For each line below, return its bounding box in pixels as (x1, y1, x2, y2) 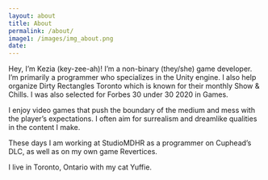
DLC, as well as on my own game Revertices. (8, 147, 157, 157)
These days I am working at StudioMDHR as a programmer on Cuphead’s (8, 138, 252, 148)
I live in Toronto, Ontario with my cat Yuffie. (8, 162, 152, 172)
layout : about (8, 11, 57, 20)
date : (8, 42, 27, 50)
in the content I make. (8, 123, 81, 132)
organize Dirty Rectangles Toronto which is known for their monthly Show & (8, 82, 260, 91)
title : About (8, 19, 52, 27)
